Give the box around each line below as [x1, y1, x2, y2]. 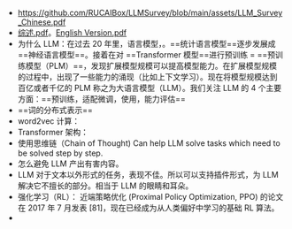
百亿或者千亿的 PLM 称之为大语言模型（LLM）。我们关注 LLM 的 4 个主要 [17, 83, 281, 93]
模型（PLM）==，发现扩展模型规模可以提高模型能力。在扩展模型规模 [25, 61, 277, 71]
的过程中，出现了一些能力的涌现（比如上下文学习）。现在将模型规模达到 [17, 72, 278, 82]
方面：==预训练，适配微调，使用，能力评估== [17, 94, 186, 104]
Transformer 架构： [17, 127, 89, 137]
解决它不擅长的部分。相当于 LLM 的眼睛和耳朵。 [17, 180, 194, 191]
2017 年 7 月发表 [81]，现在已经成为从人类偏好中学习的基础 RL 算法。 [27, 202, 280, 213]
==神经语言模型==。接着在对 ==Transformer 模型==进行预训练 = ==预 [17, 50, 276, 60]
